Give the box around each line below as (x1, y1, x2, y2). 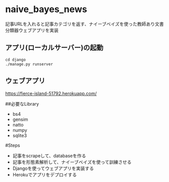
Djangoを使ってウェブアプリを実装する (12, 165, 94, 171)
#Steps (5, 142, 20, 148)
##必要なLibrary (5, 101, 39, 107)
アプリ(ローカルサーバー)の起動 (5, 43, 104, 52)
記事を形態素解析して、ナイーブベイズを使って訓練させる (12, 159, 132, 165)
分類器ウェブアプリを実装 (5, 27, 59, 33)
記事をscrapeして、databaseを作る (12, 153, 86, 159)
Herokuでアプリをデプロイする (12, 171, 77, 177)
